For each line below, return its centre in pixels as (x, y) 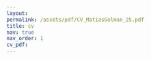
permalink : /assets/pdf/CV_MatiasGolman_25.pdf (75, 20)
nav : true (20, 32)
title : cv (20, 26)
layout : (17, 13)
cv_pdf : (17, 45)
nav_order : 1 (25, 39)
